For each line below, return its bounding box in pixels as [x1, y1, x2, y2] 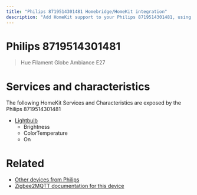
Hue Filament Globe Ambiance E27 [20, 59, 106, 66]
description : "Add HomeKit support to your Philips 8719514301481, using [6, 14, 192, 20]
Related [6, 157, 44, 170]
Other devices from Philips [14, 176, 80, 183]
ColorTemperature [23, 129, 68, 136]
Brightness [23, 123, 50, 131]
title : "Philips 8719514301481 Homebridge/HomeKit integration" [6, 8, 168, 15]
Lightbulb [14, 117, 38, 124]
